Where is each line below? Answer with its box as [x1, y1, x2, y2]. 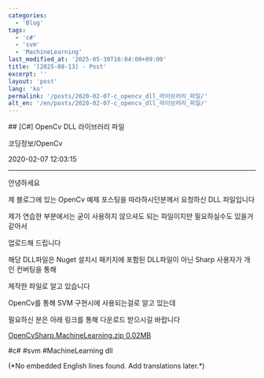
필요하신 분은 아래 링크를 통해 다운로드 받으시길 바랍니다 [8, 315, 181, 324]
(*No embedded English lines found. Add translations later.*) [8, 361, 206, 371]
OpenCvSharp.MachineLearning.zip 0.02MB [8, 331, 152, 340]
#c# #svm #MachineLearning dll [8, 346, 113, 355]
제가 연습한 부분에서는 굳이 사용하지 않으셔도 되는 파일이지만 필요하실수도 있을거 [8, 212, 254, 221]
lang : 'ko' [8, 84, 44, 93]
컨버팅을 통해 [16, 265, 57, 274]
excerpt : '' [8, 70, 47, 78]
